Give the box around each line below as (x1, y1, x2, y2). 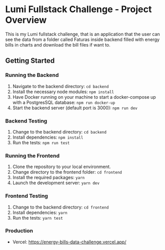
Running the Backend (5, 72, 59, 79)
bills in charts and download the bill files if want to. (5, 41, 111, 48)
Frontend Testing (5, 192, 48, 199)
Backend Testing (5, 117, 47, 124)
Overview (5, 14, 47, 26)
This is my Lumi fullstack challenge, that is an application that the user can (5, 31, 160, 37)
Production (5, 227, 33, 234)
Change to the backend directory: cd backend (12, 129, 107, 135)
